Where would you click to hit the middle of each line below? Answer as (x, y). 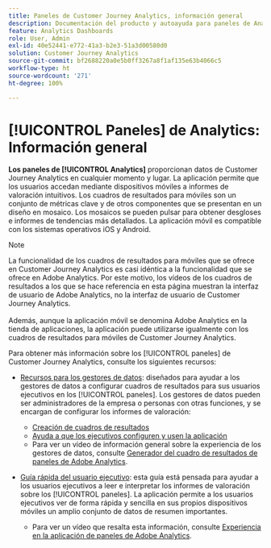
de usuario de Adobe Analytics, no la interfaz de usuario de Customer (124, 295)
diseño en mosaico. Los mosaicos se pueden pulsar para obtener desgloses (135, 212)
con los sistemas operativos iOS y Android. (80, 230)
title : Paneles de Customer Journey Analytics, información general (126, 16)
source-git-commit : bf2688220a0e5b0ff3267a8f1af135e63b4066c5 (115, 61)
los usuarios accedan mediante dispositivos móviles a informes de (119, 187)
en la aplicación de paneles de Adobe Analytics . (112, 536)
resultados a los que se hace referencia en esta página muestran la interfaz (134, 286)
